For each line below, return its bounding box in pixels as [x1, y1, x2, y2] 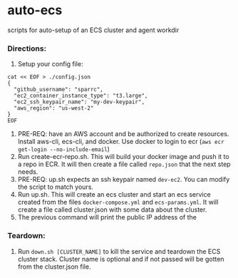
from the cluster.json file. [17, 262, 91, 271]
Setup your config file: [17, 60, 83, 68]
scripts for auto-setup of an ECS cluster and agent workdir [7, 26, 180, 34]
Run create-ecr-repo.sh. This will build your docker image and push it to [17, 153, 229, 161]
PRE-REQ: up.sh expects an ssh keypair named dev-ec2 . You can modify [17, 175, 230, 184]
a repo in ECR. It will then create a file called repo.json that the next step [17, 160, 231, 169]
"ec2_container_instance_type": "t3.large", [14, 92, 148, 100]
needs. [17, 168, 38, 176]
